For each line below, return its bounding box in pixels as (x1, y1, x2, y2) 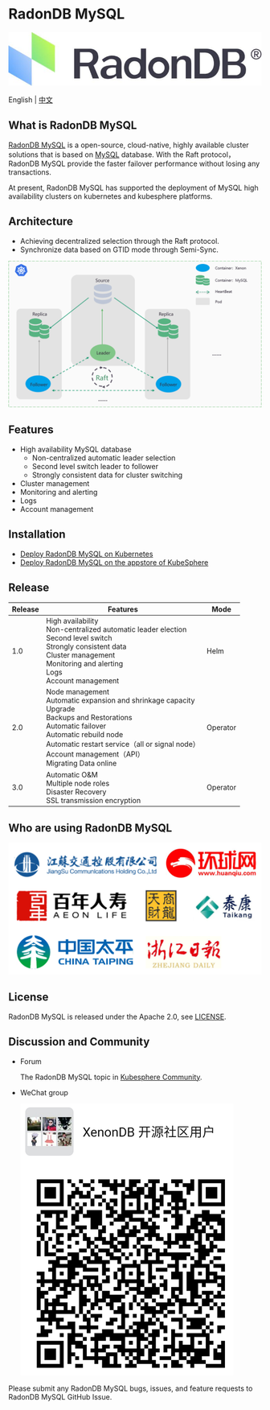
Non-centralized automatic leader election (45, 625, 187, 634)
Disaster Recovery (45, 786, 107, 797)
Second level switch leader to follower (31, 461, 159, 471)
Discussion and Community (8, 1035, 150, 1049)
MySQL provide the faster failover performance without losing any (41, 159, 260, 168)
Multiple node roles (45, 778, 110, 788)
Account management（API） (45, 749, 145, 759)
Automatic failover (45, 721, 107, 731)
